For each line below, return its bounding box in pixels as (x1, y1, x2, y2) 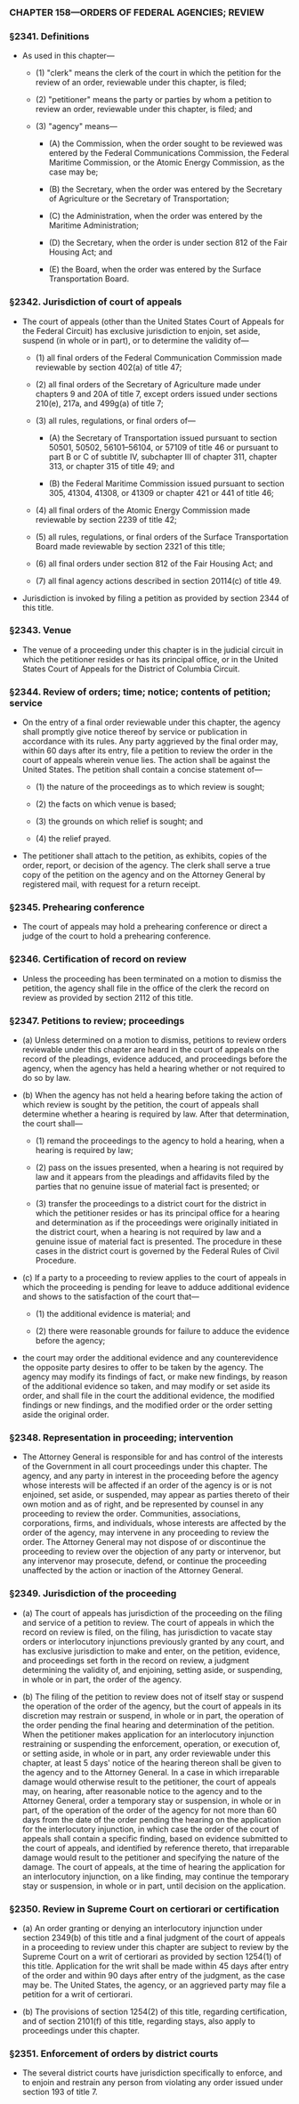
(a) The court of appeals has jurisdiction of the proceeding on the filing (21, 1607, 283, 1618)
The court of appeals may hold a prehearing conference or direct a (21, 922, 268, 932)
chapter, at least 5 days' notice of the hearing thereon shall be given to (21, 1757, 282, 1768)
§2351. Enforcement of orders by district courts (9, 2047, 219, 2059)
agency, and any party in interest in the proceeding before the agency (21, 1471, 279, 1482)
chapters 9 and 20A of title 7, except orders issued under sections (35, 388, 278, 399)
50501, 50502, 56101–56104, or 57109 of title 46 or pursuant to (48, 442, 279, 452)
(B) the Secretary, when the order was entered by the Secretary (48, 184, 283, 195)
